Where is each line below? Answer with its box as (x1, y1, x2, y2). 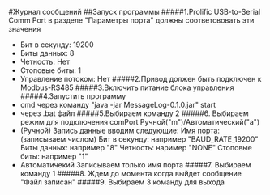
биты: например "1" (19, 151, 88, 161)
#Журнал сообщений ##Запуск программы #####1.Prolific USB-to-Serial (8, 7, 261, 16)
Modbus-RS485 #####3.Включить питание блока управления (19, 83, 234, 92)
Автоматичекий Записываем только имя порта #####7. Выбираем (19, 160, 251, 169)
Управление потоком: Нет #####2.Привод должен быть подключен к (19, 74, 262, 83)
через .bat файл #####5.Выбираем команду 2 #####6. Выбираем (19, 108, 249, 118)
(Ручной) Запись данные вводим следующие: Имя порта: (19, 125, 221, 135)
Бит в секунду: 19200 (19, 40, 95, 49)
